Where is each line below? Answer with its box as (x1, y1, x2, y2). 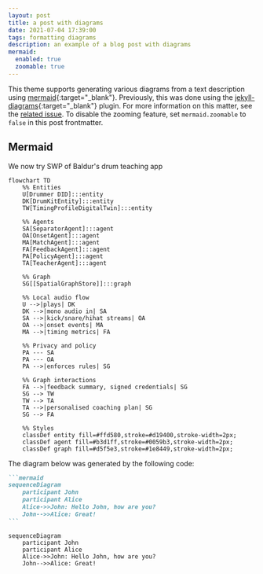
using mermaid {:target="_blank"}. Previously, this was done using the (8, 92, 233, 102)
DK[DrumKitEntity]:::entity (22, 197, 114, 205)
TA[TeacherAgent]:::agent (22, 259, 108, 267)
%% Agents (22, 218, 55, 226)
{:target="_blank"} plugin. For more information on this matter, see (38, 101, 253, 110)
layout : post (8, 11, 51, 20)
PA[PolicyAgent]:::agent (22, 252, 104, 260)
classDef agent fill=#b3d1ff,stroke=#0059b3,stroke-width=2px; (22, 438, 234, 446)
